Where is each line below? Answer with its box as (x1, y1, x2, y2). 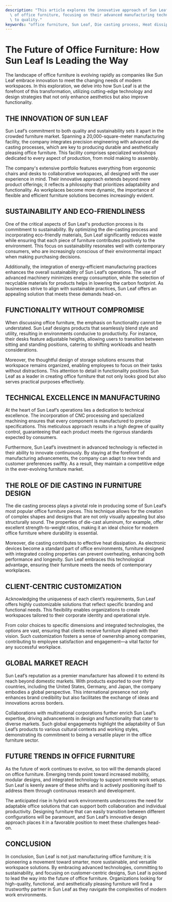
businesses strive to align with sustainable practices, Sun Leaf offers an (5, 285, 157, 291)
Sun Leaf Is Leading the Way (5, 55, 128, 67)
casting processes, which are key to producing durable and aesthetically (5, 144, 159, 150)
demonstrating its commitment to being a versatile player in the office (5, 731, 152, 738)
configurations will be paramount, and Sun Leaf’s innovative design (5, 814, 147, 820)
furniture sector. (5, 737, 39, 743)
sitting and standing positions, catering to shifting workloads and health (5, 341, 156, 347)
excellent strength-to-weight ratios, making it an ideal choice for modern (5, 525, 159, 531)
